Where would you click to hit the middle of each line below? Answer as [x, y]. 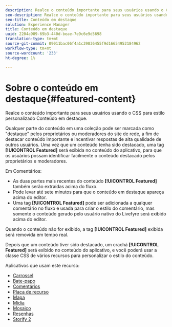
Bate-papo [24, 281]
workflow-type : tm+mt [28, 48]
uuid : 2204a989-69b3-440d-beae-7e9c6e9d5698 [53, 34]
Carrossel [23, 276]
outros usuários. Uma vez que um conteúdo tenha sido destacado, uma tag [85, 145]
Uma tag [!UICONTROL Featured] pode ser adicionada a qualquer [82, 203]
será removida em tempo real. [37, 235]
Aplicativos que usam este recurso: [42, 266]
